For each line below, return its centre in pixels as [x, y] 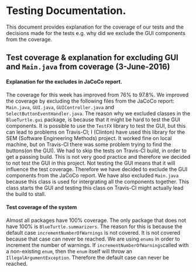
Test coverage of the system [42, 207]
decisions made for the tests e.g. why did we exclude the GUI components [96, 33]
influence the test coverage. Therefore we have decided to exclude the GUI [97, 169]
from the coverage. [29, 39]
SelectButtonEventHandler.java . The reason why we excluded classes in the [98, 113]
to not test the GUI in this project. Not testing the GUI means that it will [91, 163]
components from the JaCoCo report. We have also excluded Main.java [92, 175]
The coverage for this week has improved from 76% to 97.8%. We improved [97, 95]
